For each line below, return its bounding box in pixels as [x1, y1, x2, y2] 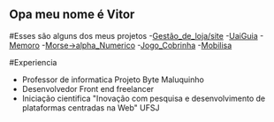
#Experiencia [9, 57, 57, 67]
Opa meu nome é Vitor [9, 7, 135, 22]
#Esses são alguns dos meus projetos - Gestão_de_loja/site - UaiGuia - [9, 30, 264, 41]
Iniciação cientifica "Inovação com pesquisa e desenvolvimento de [21, 93, 266, 103]
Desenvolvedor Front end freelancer [21, 83, 155, 94]
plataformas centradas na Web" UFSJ [21, 102, 160, 113]
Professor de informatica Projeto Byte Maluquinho [21, 74, 205, 85]
